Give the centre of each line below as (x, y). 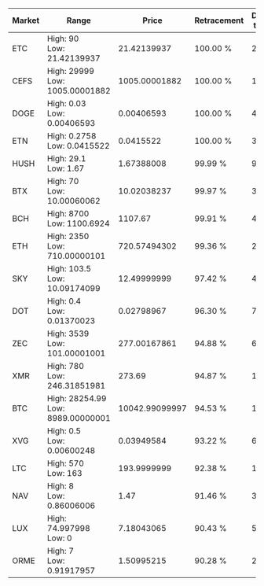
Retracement (219, 20)
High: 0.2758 (71, 136)
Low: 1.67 (66, 168)
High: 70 (63, 181)
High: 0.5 (64, 431)
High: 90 (63, 39)
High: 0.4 (64, 301)
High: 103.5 (69, 269)
